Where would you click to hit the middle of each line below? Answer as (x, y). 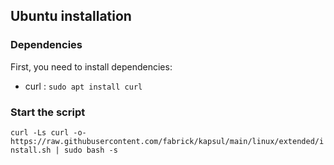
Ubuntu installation (71, 16)
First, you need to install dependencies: (91, 66)
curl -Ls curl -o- (48, 132)
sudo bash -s (90, 150)
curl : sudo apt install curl (83, 86)
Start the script (48, 112)
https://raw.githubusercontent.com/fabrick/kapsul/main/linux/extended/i (167, 141)
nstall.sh (31, 150)
